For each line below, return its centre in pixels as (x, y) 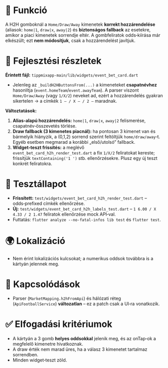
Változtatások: (21, 110)
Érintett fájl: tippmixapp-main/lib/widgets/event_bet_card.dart (72, 75)
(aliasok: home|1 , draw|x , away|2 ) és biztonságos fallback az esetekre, (78, 29)
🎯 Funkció (26, 10)
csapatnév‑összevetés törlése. (45, 126)
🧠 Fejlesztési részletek (53, 61)
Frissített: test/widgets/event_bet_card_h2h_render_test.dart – (80, 198)
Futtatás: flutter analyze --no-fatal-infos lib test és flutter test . (87, 219)
